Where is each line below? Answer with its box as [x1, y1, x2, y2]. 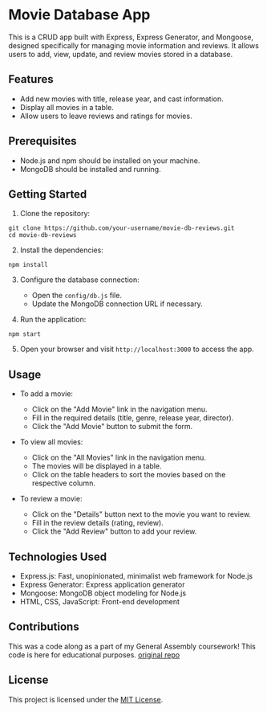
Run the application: [19, 315, 87, 325]
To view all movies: [19, 437, 83, 447]
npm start [8, 330, 42, 338]
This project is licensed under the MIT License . [8, 694, 164, 704]
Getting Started [8, 187, 87, 201]
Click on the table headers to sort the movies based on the [31, 470, 226, 480]
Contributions [8, 620, 79, 634]
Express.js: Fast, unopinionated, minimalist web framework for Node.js [19, 571, 253, 580]
